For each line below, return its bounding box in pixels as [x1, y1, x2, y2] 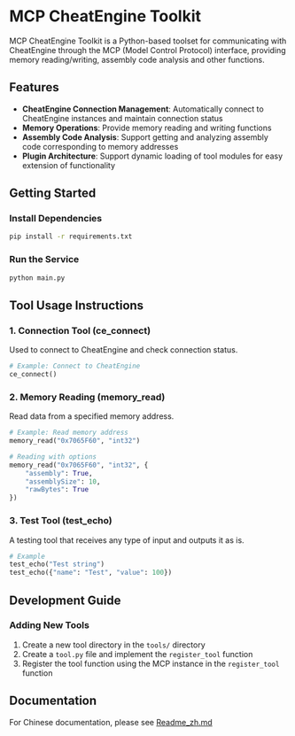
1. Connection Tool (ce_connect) [9, 324, 151, 337]
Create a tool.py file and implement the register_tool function [21, 648, 253, 659]
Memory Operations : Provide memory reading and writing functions [21, 122, 272, 133]
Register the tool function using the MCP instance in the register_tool [21, 658, 280, 669]
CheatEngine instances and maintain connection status [21, 112, 223, 123]
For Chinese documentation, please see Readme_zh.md [9, 717, 213, 727]
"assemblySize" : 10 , [25, 476, 101, 486]
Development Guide [9, 593, 121, 608]
